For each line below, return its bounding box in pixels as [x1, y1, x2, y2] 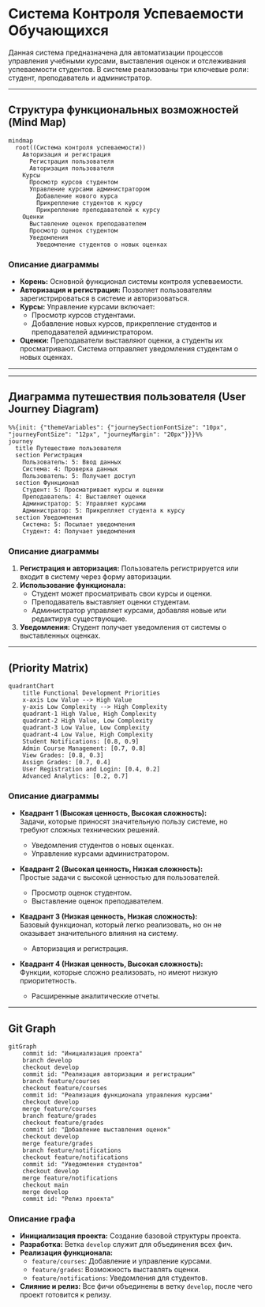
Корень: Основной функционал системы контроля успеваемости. [19, 277, 244, 286]
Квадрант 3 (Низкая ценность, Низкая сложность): [19, 911, 198, 922]
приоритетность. [19, 976, 77, 986]
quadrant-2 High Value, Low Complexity [22, 717, 154, 725]
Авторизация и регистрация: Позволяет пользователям [19, 286, 212, 295]
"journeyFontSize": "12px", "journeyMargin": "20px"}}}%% [8, 430, 203, 438]
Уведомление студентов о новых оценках [36, 241, 168, 248]
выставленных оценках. [19, 631, 101, 641]
